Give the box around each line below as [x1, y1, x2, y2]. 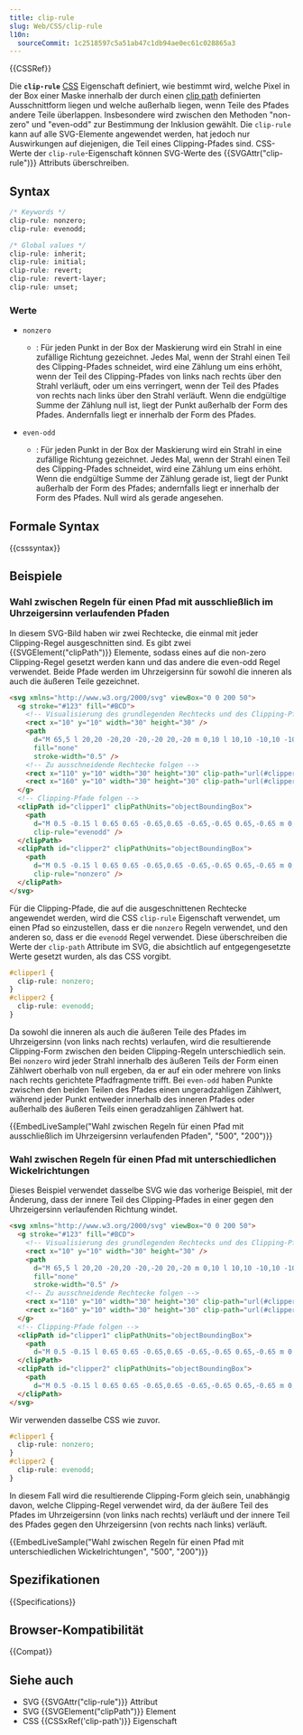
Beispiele [9, 568, 63, 584]
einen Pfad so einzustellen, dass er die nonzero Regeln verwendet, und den [9, 922, 289, 933]
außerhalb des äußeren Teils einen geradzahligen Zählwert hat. [9, 1103, 244, 1114]
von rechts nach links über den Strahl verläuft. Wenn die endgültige [35, 390, 287, 401]
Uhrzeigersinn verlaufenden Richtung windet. [9, 1204, 179, 1215]
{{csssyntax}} [9, 543, 61, 554]
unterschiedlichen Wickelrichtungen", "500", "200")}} [9, 1546, 209, 1557]
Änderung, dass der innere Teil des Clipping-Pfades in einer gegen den [9, 1195, 274, 1205]
